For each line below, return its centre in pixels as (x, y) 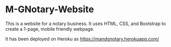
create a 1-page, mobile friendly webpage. (50, 29)
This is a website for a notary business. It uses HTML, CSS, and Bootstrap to (86, 24)
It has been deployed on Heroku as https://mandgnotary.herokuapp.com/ (82, 39)
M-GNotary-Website (50, 9)
